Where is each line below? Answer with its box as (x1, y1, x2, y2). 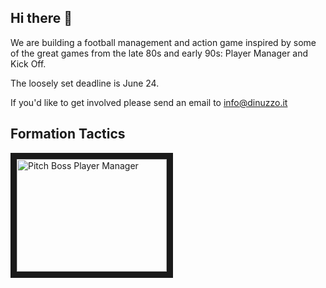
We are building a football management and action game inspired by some (10, 36, 317, 48)
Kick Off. (10, 57, 47, 70)
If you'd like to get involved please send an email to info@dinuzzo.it (10, 96, 288, 108)
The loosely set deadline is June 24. (10, 77, 160, 89)
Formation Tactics (10, 126, 126, 143)
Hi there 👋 (10, 10, 73, 27)
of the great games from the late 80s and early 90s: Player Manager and (10, 47, 309, 59)
